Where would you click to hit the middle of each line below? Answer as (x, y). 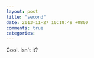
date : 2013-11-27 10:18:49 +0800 (47, 22)
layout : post (22, 11)
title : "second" (26, 17)
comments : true (25, 28)
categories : (21, 33)
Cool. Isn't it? (22, 50)
